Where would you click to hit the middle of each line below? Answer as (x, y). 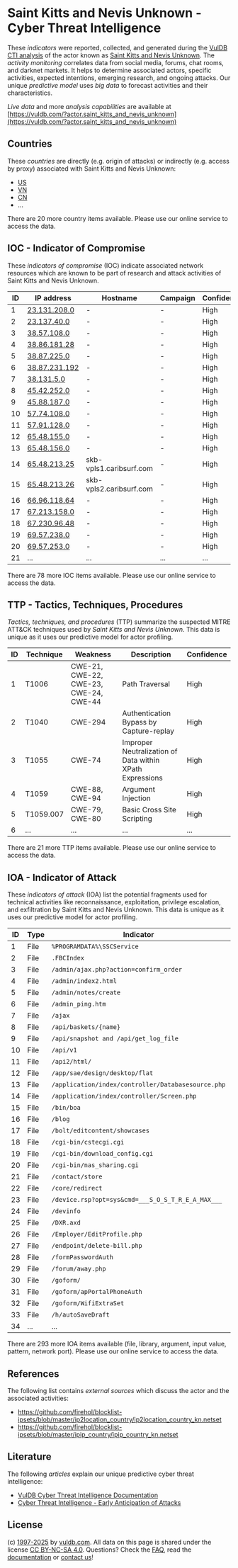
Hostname (119, 297)
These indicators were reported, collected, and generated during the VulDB (118, 47)
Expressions (142, 778)
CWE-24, (87, 693)
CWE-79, (87, 810)
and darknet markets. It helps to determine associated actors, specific (109, 70)
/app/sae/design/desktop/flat (102, 1073)
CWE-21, (87, 666)
